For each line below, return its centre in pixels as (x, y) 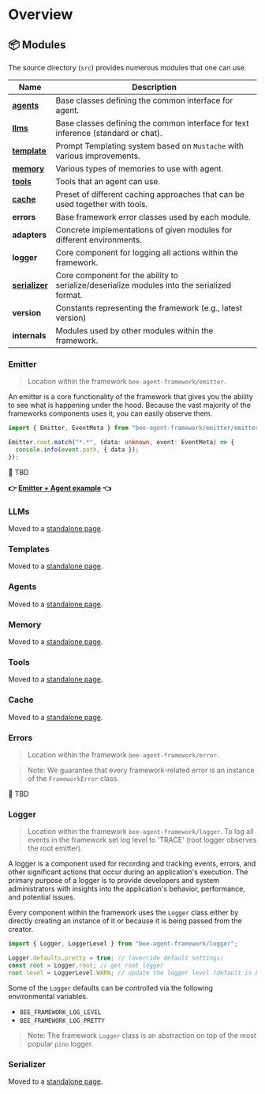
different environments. (99, 240)
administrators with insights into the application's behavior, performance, (127, 889)
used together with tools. (102, 204)
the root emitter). (55, 848)
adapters (30, 235)
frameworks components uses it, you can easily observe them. (110, 413)
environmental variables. (48, 996)
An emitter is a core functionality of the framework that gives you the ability (131, 397)
